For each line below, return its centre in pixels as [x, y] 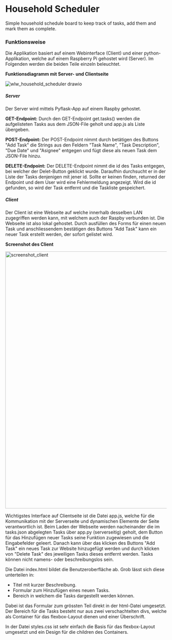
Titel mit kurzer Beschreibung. [45, 585]
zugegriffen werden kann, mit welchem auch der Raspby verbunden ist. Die [85, 218]
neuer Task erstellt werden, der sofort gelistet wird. [59, 234]
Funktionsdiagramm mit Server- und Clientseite [57, 74]
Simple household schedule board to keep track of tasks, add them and [81, 23]
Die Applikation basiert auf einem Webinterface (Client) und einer [74, 53]
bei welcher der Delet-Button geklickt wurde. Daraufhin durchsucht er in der [85, 171]
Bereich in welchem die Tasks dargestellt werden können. [73, 596]
